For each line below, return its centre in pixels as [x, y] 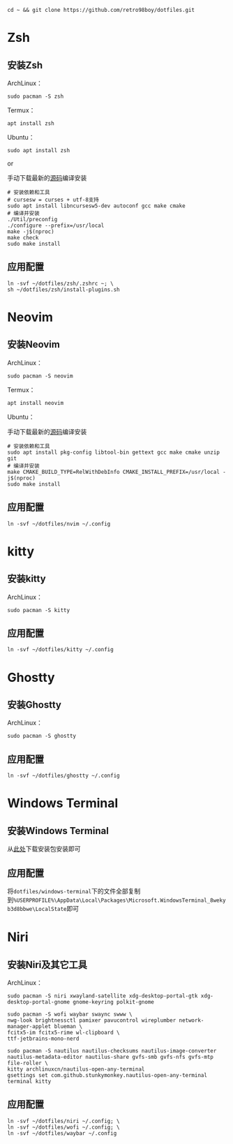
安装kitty [27, 579]
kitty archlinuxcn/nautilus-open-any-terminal [76, 1069]
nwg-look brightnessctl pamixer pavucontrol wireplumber [92, 1020]
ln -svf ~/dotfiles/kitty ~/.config [60, 650]
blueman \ [68, 1027]
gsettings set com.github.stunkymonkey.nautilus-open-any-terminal [107, 1076]
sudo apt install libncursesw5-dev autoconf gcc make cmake [97, 206]
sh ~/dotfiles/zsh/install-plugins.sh [63, 290]
